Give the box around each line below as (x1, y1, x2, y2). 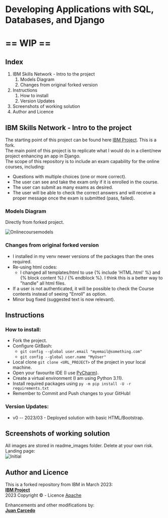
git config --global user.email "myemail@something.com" (20, 349, 143, 354)
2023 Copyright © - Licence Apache (5, 492, 82, 498)
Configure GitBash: (12, 343, 52, 349)
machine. (12, 365, 32, 371)
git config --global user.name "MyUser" (20, 354, 106, 360)
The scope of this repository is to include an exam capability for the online (5, 158, 160, 164)
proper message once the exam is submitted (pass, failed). (12, 195, 135, 201)
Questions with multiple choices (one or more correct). (12, 174, 127, 179)
